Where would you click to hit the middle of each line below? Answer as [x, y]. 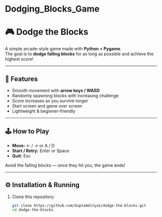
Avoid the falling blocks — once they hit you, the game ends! [65, 165]
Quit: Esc [21, 155]
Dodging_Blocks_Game [52, 9]
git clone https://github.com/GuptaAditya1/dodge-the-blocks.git [79, 205]
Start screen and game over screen [47, 106]
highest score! [19, 59]
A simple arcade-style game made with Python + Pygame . [63, 49]
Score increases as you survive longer [50, 101]
